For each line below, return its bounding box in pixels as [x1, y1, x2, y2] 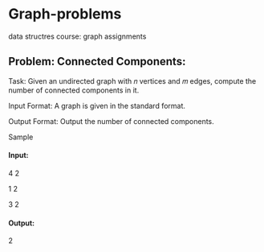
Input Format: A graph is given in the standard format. [8, 101, 186, 110]
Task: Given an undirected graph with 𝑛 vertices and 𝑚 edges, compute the [8, 76, 257, 85]
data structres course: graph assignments [8, 31, 147, 41]
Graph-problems [8, 5, 122, 23]
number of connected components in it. [8, 85, 140, 95]
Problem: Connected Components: [8, 55, 186, 68]
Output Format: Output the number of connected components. [8, 116, 214, 126]
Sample [8, 132, 34, 142]
